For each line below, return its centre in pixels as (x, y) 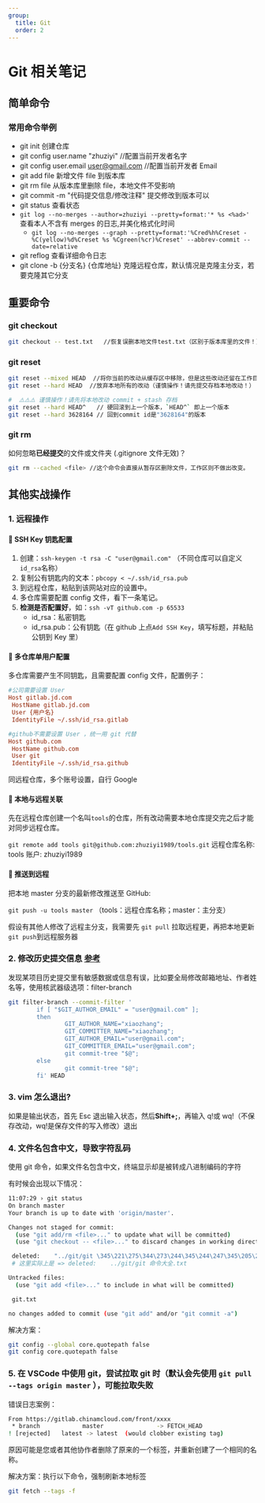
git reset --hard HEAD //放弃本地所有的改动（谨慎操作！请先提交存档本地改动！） (132, 386)
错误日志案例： (32, 1404)
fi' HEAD (51, 1076)
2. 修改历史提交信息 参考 (54, 959)
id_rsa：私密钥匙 (58, 617)
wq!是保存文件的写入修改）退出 (86, 1125)
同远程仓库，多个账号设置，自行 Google (73, 779)
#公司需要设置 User (37, 691)
